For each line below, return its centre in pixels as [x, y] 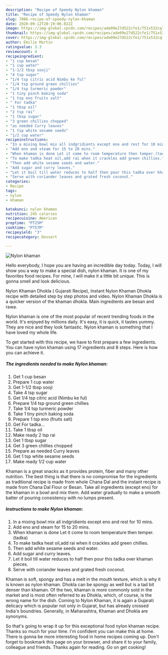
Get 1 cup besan [29, 376]
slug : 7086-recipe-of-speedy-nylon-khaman [50, 19]
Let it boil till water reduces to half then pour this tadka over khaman [83, 559]
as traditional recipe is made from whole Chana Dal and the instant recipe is [83, 482]
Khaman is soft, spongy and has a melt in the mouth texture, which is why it [83, 579]
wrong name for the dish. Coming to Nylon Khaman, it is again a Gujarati [80, 600]
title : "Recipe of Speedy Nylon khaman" [48, 14]
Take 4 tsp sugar [30, 392]
